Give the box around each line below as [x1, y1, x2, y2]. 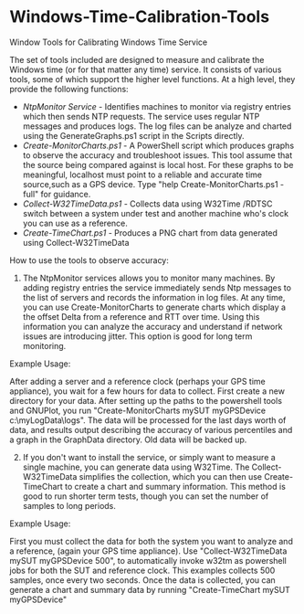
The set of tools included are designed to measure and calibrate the [9, 54, 265, 65]
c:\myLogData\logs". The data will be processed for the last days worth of [9, 414, 287, 426]
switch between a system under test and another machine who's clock [22, 207, 289, 218]
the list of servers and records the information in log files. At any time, [22, 291, 286, 302]
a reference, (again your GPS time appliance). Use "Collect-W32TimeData [9, 545, 288, 556]
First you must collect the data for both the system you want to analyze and [9, 535, 294, 546]
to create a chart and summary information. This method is [65, 481, 286, 492]
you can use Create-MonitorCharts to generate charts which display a [22, 302, 286, 312]
